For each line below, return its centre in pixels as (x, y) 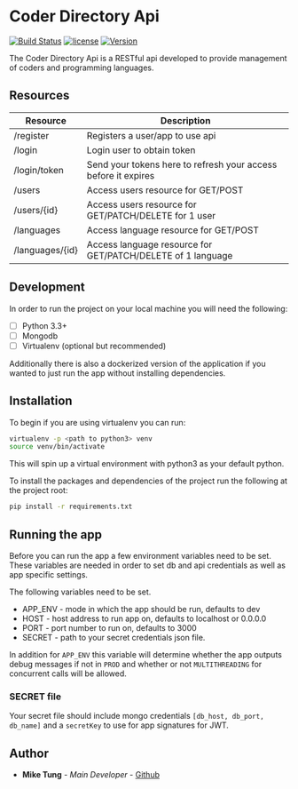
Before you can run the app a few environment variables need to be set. (141, 556)
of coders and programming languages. (82, 68)
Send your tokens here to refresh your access (182, 164)
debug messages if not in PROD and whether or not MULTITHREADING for (136, 664)
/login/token (39, 170)
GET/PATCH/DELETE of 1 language (160, 255)
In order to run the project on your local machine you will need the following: (149, 308)
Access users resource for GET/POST (165, 190)
